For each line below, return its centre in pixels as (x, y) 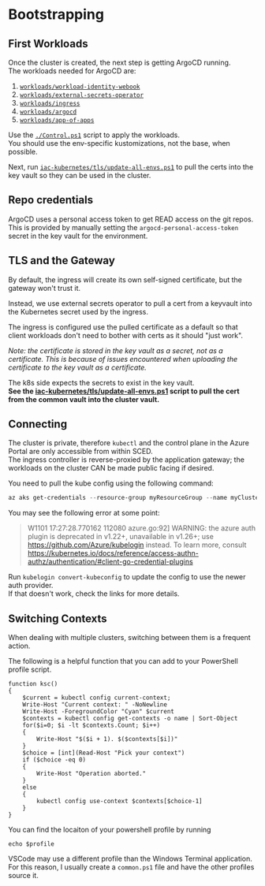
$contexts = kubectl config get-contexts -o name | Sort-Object (130, 719)
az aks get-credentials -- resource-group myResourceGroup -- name (118, 498)
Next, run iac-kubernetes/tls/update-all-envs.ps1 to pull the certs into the (131, 167)
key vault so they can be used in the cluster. (80, 175)
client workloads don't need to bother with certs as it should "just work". (125, 335)
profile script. (30, 670)
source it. (24, 876)
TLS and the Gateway (62, 261)
